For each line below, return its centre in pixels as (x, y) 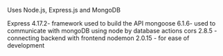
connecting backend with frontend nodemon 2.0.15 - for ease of (98, 38)
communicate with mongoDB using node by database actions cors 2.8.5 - (112, 31)
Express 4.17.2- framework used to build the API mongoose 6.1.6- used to (111, 23)
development (26, 45)
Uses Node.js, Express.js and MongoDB (64, 10)
